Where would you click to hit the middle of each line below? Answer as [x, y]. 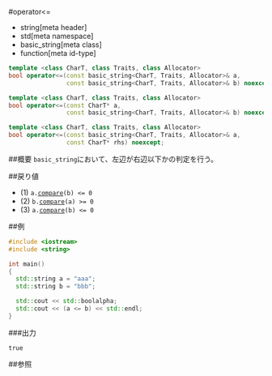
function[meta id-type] [58, 53]
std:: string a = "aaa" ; [55, 279]
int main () [27, 264]
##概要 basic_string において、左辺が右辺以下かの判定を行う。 [113, 159]
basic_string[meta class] [61, 45]
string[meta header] [53, 27]
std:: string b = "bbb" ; [55, 287]
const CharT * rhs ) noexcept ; [115, 143]
